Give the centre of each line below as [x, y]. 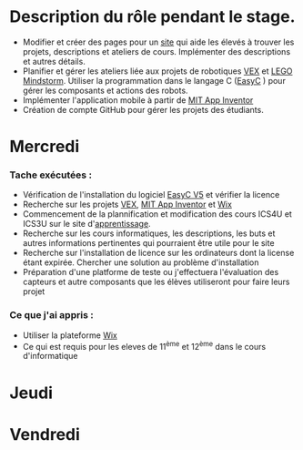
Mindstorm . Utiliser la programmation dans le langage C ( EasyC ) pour [154, 80]
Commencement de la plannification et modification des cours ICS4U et [157, 214]
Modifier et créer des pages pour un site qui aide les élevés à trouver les [158, 42]
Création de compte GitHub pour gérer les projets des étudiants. [143, 109]
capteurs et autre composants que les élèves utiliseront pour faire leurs [156, 282]
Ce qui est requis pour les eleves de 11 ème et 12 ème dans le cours [144, 345]
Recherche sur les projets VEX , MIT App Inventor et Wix [127, 205]
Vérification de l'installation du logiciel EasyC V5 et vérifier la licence [151, 195]
